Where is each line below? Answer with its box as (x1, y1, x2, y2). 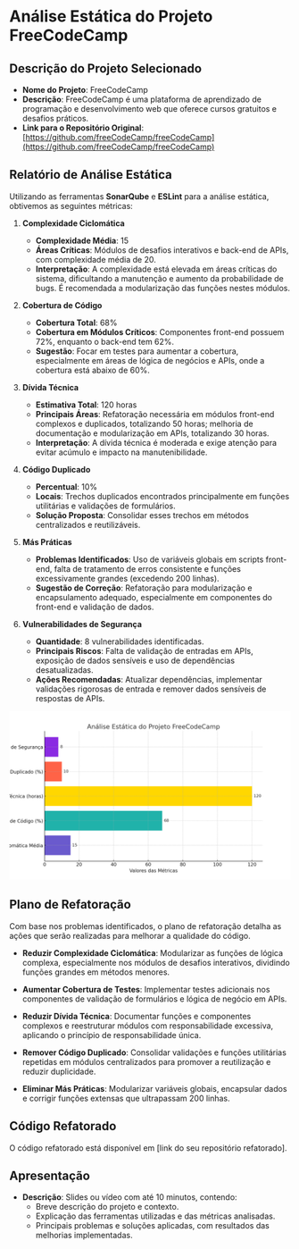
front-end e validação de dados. (35, 601, 154, 612)
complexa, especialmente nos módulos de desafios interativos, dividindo (21, 957, 290, 968)
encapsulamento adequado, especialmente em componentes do (35, 591, 272, 602)
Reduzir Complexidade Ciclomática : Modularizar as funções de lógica (21, 947, 284, 958)
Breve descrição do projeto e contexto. (35, 1202, 179, 1212)
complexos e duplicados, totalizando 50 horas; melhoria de (35, 418, 253, 429)
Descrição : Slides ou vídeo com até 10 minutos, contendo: (21, 1192, 238, 1203)
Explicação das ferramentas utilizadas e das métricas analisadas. (35, 1211, 276, 1221)
